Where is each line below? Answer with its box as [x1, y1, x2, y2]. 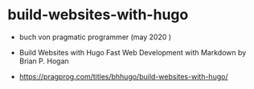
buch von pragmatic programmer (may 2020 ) [18, 32, 172, 42]
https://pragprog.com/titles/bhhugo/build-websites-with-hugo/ [18, 71, 228, 81]
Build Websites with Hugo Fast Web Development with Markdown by [18, 47, 247, 57]
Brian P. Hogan [18, 56, 69, 66]
